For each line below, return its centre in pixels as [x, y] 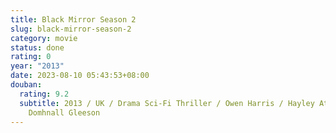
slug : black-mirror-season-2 [71, 29]
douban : [26, 85]
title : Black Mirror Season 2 [73, 19]
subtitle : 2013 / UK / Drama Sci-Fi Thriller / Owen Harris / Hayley [167, 103]
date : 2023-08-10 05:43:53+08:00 [80, 76]
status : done [37, 47]
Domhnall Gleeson [64, 112]
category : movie [44, 38]
